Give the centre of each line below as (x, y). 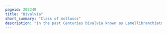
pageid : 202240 (21, 9)
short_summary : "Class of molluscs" (43, 18)
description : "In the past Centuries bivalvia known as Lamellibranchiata (84, 23)
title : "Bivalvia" (24, 14)
